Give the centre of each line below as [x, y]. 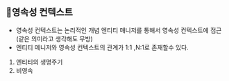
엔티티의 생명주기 [39, 62]
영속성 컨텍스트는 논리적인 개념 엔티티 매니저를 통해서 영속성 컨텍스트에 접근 [119, 30]
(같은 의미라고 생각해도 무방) [54, 38]
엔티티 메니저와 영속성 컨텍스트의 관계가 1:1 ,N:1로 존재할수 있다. [102, 47]
